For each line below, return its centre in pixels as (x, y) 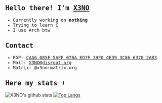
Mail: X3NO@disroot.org (42, 62)
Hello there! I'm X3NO (47, 8)
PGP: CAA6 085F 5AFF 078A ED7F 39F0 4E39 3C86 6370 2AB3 (85, 57)
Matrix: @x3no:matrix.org (45, 67)
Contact (19, 46)
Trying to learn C (35, 25)
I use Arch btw (31, 30)
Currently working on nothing (50, 20)
